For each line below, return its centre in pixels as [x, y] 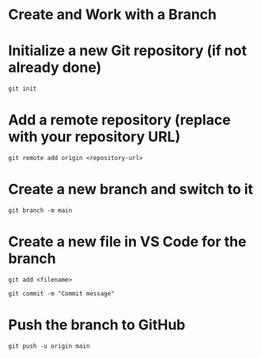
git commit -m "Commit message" [61, 293]
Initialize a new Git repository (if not [128, 51]
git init [23, 89]
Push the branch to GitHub [97, 325]
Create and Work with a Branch [113, 15]
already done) [55, 68]
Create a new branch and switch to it [131, 190]
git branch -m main [40, 211]
